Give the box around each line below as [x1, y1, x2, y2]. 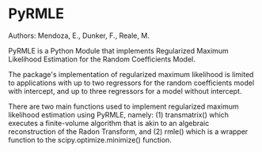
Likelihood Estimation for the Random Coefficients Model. [8, 54, 196, 64]
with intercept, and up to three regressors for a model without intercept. [8, 86, 242, 95]
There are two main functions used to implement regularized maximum [8, 102, 239, 111]
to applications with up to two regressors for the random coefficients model [8, 78, 255, 87]
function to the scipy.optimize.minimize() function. [8, 135, 172, 144]
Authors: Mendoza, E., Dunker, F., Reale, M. [8, 31, 150, 40]
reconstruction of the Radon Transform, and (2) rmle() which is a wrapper [8, 127, 249, 136]
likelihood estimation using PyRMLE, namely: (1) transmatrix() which [8, 109, 230, 119]
